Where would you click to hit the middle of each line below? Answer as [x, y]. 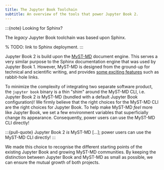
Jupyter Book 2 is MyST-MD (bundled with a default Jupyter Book [72, 97]
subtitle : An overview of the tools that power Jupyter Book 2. [72, 14]
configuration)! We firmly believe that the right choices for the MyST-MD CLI [82, 102]
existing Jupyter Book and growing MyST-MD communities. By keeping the [81, 152]
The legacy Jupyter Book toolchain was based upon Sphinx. [65, 38]
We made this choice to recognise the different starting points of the [74, 147]
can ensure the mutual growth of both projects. [52, 162]
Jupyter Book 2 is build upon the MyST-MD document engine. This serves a [81, 56]
